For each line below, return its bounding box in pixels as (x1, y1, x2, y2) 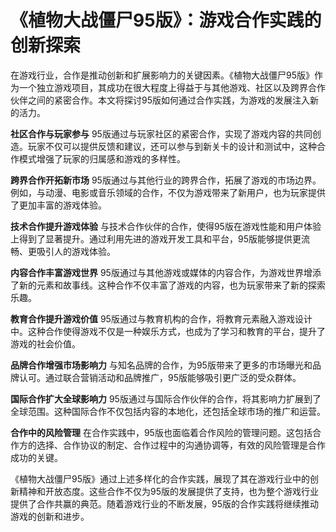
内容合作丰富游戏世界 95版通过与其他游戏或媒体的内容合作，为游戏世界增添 (10, 266, 322, 278)
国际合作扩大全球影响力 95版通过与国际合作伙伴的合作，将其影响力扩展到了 (10, 392, 322, 405)
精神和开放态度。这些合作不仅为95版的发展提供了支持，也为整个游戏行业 (18, 485, 319, 497)
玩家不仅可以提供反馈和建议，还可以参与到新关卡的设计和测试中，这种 (27, 140, 317, 152)
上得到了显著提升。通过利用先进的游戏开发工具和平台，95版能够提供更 (10, 232, 302, 245)
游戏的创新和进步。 (10, 510, 90, 522)
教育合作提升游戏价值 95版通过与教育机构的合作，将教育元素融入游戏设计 (10, 312, 313, 325)
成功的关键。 (10, 451, 63, 463)
